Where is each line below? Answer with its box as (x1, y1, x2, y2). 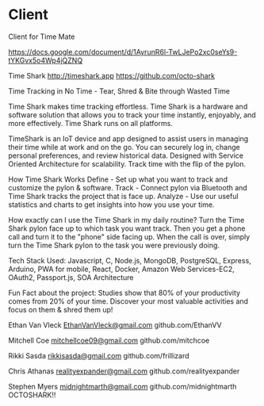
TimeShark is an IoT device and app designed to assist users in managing (8, 133, 249, 144)
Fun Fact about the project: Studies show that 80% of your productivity (8, 288, 240, 297)
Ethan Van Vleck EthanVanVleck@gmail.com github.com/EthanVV (8, 320, 222, 330)
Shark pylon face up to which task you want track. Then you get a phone (8, 224, 246, 233)
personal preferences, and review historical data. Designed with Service (8, 151, 244, 160)
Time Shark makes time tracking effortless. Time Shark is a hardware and (8, 101, 248, 111)
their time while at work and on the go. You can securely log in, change (8, 142, 240, 151)
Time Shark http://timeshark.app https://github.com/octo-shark (8, 71, 216, 80)
